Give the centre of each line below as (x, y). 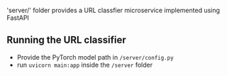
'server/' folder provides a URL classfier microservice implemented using (113, 10)
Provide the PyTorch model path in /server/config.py (95, 57)
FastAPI (18, 18)
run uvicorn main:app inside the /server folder (85, 65)
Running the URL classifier (67, 40)
